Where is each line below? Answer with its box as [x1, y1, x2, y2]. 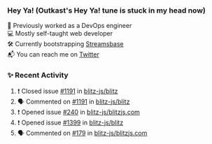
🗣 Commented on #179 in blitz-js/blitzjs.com [17, 129, 148, 137]
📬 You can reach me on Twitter [7, 50, 99, 59]
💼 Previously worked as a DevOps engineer [7, 22, 132, 30]
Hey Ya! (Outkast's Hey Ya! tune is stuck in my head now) [7, 6, 206, 15]
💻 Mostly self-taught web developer [7, 29, 113, 38]
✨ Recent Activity [7, 71, 69, 80]
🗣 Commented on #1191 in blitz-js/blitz [17, 97, 130, 106]
